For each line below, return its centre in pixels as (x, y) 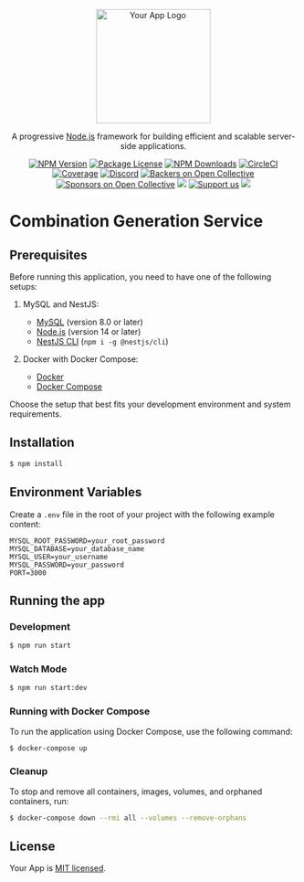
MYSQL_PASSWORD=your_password (67, 565)
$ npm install (37, 463)
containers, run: (39, 801)
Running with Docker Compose (80, 711)
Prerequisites (48, 255)
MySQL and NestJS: (61, 304)
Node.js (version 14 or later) (89, 332)
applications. (162, 146)
